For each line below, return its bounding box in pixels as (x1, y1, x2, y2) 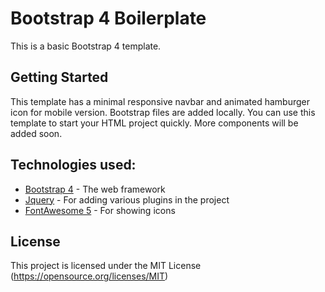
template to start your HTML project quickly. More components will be (10, 117, 299, 129)
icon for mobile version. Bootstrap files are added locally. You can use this (10, 106, 316, 118)
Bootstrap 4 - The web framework (24, 183, 166, 195)
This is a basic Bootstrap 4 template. (10, 40, 162, 52)
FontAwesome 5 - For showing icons (24, 204, 176, 216)
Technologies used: (10, 157, 137, 174)
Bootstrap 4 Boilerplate (10, 7, 207, 30)
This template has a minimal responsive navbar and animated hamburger (10, 95, 310, 107)
